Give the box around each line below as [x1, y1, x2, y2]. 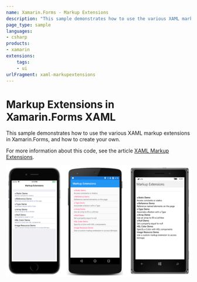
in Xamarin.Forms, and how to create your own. [6, 136, 121, 143]
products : [6, 41, 30, 47]
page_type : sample [6, 22, 51, 28]
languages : [6, 28, 33, 34]
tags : [16, 59, 30, 65]
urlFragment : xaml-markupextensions [6, 71, 96, 78]
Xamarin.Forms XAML [6, 110, 116, 124]
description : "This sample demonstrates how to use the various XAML [6, 15, 180, 22]
